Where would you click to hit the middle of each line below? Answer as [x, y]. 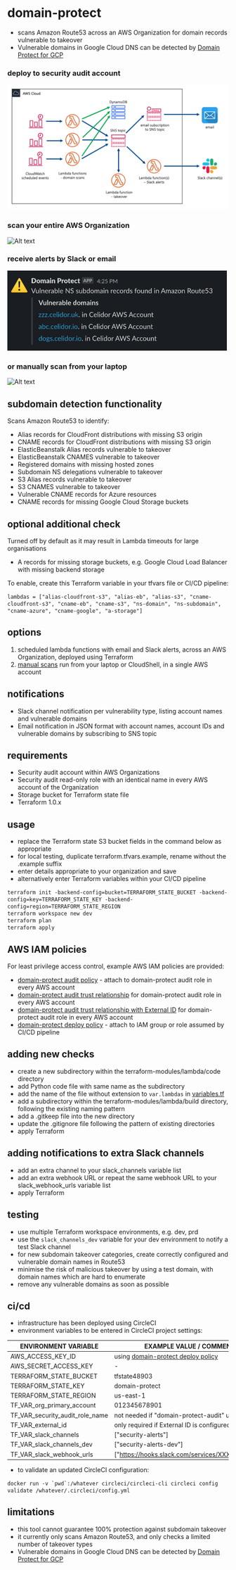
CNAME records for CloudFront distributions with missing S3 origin [114, 442]
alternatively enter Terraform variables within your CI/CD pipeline [112, 879]
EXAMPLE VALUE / [172, 1346]
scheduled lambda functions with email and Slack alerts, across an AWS [122, 650]
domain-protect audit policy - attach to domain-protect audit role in [114, 980]
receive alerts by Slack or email [62, 259]
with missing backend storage [61, 570]
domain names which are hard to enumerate [81, 1277]
